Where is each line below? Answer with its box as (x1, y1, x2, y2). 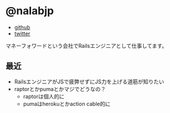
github (14, 24, 30, 31)
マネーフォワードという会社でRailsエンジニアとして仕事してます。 (5, 42, 168, 49)
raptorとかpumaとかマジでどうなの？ (14, 85, 106, 92)
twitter (14, 30, 30, 37)
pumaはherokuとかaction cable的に (23, 100, 111, 107)
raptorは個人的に (23, 93, 65, 100)
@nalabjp (5, 4, 54, 18)
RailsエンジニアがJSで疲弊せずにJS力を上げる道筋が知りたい (14, 78, 165, 85)
